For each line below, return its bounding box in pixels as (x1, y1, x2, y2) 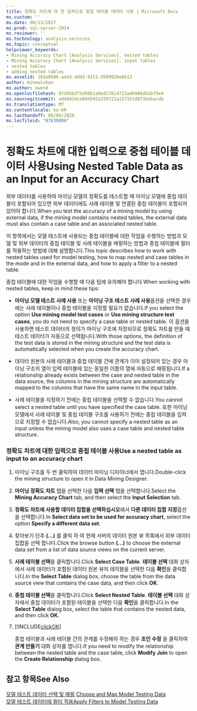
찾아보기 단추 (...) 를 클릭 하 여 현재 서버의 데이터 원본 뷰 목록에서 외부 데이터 (14, 532, 191, 539)
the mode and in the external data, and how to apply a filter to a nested (6, 260, 178, 267)
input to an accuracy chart (6, 454, 83, 462)
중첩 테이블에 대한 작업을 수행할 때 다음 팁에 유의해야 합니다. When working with (6, 279, 191, 286)
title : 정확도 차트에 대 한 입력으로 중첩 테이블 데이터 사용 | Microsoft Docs (6, 8, 179, 15)
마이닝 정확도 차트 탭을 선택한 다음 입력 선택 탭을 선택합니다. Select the (14, 487, 176, 494)
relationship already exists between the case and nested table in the (14, 371, 179, 379)
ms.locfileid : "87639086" (6, 118, 69, 124)
